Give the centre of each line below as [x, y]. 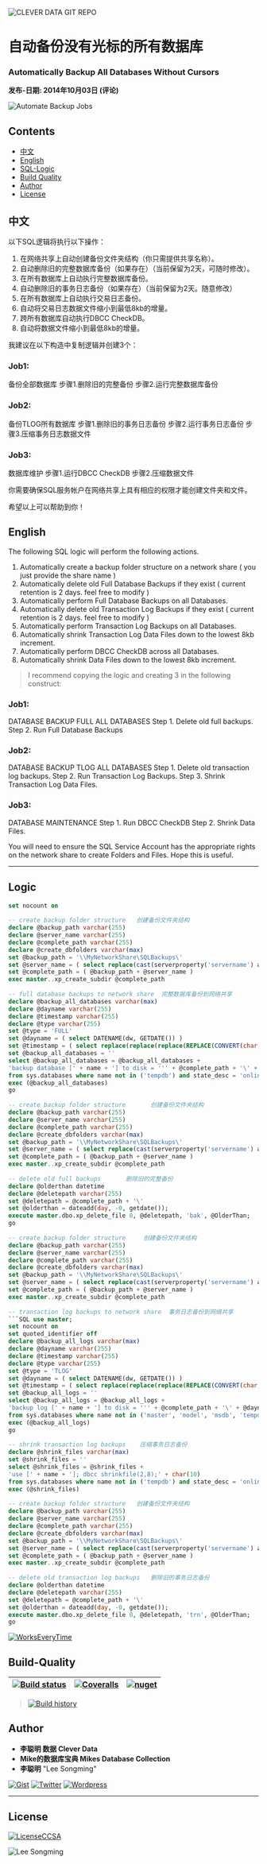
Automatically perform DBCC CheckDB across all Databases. [120, 651]
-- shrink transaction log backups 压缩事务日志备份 [98, 1445]
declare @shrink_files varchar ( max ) [69, 1452]
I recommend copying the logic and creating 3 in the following [129, 675]
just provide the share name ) [68, 575]
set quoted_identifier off [53, 1334]
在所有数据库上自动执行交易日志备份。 [82, 299]
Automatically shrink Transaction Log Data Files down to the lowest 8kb [137, 634]
